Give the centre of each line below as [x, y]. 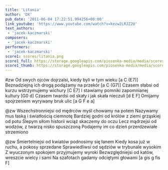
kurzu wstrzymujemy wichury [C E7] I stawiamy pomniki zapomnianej [77, 90]
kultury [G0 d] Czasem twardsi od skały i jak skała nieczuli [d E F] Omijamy [82, 96]
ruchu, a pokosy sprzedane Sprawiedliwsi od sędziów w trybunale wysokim [83, 147]
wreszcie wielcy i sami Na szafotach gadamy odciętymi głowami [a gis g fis [83, 157]
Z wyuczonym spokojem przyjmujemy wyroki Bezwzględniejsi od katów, [79, 152]
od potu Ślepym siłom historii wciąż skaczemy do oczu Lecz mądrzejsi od [81, 121]
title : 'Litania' [23, 10]
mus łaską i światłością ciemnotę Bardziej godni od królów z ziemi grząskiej [83, 116]
